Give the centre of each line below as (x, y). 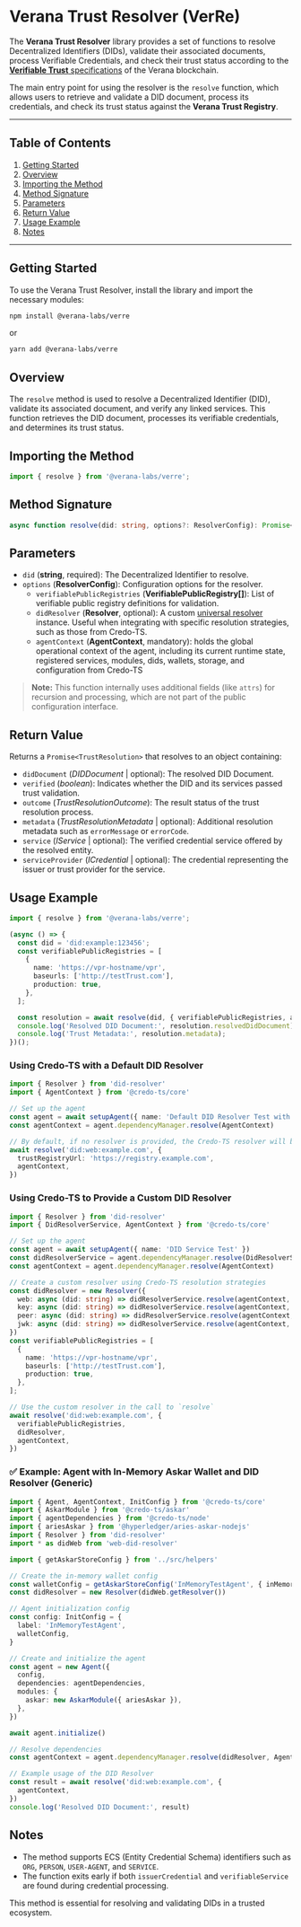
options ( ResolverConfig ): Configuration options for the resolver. (142, 585)
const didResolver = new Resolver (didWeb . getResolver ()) (118, 1593)
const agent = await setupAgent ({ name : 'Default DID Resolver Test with (150, 1117)
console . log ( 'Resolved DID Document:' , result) (100, 1807)
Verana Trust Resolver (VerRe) (125, 17)
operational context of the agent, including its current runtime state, (160, 651)
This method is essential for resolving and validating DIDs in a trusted (138, 1903)
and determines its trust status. (67, 427)
